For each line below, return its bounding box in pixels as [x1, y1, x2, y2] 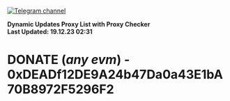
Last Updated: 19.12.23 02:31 [7, 28, 93, 36]
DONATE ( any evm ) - [7, 52, 130, 68]
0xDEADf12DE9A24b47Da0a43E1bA [7, 67, 223, 83]
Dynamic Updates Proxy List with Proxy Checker [7, 20, 151, 28]
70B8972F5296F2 [7, 81, 114, 98]
